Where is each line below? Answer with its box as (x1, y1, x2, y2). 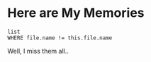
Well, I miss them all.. (7, 46, 69, 55)
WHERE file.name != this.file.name (7, 34, 113, 42)
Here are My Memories (7, 5, 145, 21)
